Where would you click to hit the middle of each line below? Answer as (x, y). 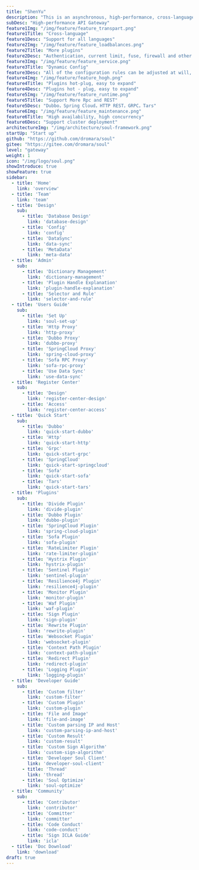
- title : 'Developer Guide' (46, 681)
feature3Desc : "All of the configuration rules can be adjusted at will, (99, 73)
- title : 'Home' (31, 183)
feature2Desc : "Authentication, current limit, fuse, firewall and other (99, 56)
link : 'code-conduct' (54, 830)
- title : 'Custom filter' (54, 692)
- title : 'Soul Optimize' (54, 780)
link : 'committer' (50, 819)
